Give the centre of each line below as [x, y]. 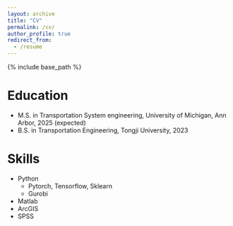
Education [38, 96]
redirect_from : [30, 40]
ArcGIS [28, 208]
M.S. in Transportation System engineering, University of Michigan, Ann [122, 115]
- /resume [28, 47]
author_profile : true [39, 34]
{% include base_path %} [44, 67]
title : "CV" [25, 21]
